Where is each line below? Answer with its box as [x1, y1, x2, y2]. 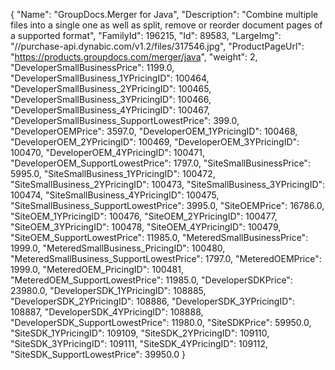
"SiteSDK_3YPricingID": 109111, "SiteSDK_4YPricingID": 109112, [10, 338, 269, 349]
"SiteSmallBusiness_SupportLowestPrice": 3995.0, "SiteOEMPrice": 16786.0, [10, 200, 325, 211]
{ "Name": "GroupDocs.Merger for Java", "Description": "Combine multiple [10, 9, 319, 20]
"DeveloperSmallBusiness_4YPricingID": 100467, [10, 104, 211, 116]
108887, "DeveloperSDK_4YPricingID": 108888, [10, 306, 204, 318]
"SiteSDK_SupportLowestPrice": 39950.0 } [10, 349, 187, 360]
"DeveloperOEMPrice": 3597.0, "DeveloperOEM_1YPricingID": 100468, [10, 125, 298, 137]
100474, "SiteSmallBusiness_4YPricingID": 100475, [10, 189, 220, 201]
